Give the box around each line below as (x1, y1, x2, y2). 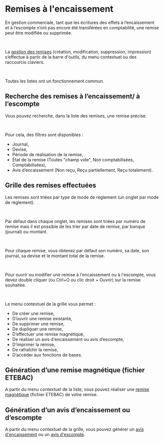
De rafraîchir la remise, (12, 346, 59, 352)
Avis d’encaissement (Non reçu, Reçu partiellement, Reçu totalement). (12, 167, 153, 173)
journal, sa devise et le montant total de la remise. (5, 253, 105, 259)
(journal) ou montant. (5, 228, 48, 235)
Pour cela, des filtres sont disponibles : (5, 132, 83, 138)
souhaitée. (5, 282, 26, 288)
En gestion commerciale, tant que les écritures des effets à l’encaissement (5, 20, 155, 25)
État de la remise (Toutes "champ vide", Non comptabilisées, (12, 157, 134, 162)
